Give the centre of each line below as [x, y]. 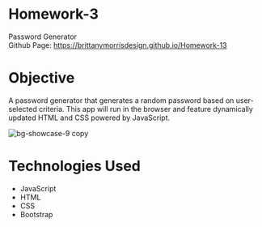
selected [23, 109]
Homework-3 [54, 14]
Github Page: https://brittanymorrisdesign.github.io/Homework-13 [118, 45]
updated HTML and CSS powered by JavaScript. [89, 118]
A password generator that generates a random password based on [121, 100]
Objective [42, 78]
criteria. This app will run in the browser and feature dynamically [146, 109]
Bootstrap [36, 214]
